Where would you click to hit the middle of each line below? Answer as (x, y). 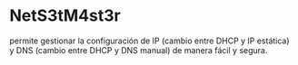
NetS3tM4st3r (65, 16)
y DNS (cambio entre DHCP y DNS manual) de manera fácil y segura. (139, 50)
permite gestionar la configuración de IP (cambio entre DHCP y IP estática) (149, 41)
